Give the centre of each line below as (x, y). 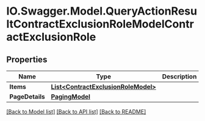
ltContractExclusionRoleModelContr (100, 24)
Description (179, 76)
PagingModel (70, 97)
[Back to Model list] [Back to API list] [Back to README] (76, 112)
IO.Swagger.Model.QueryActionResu (102, 11)
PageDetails (27, 97)
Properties (27, 59)
